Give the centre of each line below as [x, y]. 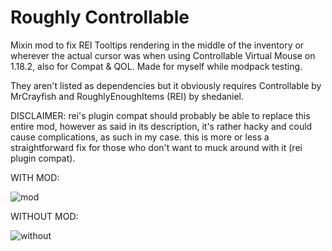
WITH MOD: [35, 177]
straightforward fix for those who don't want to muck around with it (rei [156, 147]
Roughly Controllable [100, 17]
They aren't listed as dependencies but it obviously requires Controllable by [166, 85]
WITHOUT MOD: [44, 216]
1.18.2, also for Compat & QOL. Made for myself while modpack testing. [156, 66]
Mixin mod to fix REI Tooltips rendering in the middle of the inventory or [157, 45]
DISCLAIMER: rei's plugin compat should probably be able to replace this [160, 115]
